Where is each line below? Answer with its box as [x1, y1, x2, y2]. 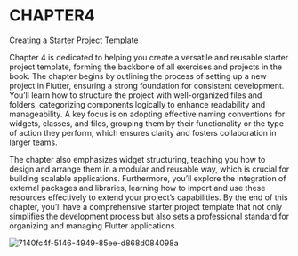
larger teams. [9, 137, 58, 148]
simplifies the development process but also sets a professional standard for [9, 211, 290, 221]
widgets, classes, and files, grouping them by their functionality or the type [9, 117, 285, 129]
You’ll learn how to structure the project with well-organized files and [9, 90, 262, 100]
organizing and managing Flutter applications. [9, 220, 178, 231]
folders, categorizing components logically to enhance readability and [9, 99, 266, 109]
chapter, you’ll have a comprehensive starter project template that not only [9, 201, 283, 212]
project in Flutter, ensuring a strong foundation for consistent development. [9, 80, 285, 91]
